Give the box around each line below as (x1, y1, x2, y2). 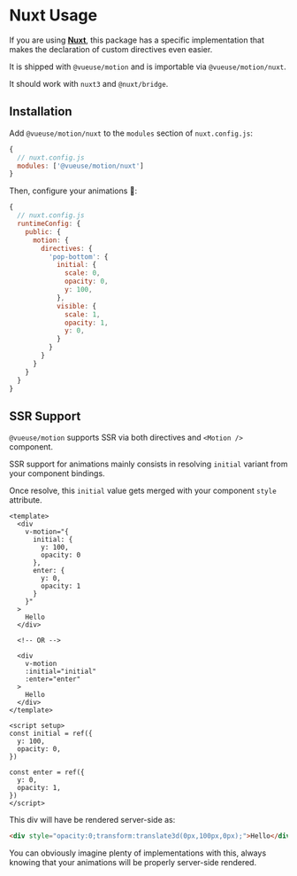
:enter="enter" (25, 675, 81, 684)
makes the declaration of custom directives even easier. (9, 43, 213, 54)
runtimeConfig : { (17, 219, 81, 228)
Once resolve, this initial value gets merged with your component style (9, 485, 277, 497)
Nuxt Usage (9, 5, 98, 26)
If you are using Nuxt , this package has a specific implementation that (9, 35, 265, 45)
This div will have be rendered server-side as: (9, 815, 176, 825)
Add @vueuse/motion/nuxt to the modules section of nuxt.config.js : (9, 128, 254, 138)
